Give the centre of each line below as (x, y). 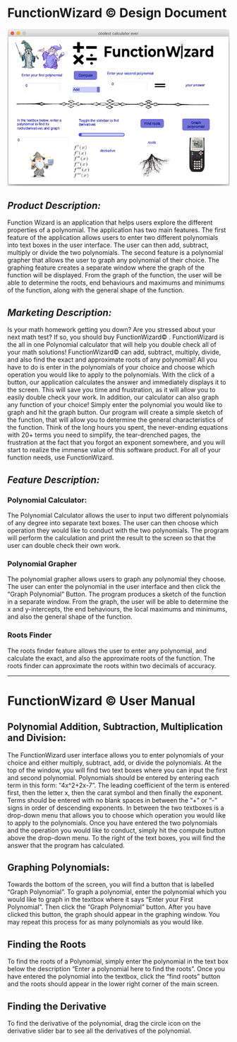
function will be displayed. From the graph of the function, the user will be (115, 275)
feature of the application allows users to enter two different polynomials (113, 238)
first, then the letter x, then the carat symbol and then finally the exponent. (115, 792)
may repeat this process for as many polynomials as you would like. (105, 922)
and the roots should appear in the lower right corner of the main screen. (113, 984)
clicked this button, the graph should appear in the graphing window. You (114, 915)
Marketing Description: (60, 313)
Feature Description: (54, 480)
